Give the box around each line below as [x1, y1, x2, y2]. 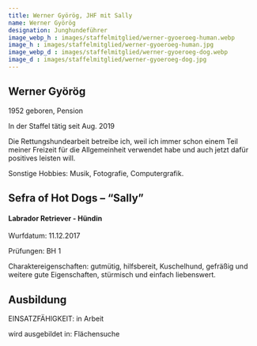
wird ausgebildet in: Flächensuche [8, 329, 120, 339]
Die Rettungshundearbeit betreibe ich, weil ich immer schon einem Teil [8, 136, 239, 146]
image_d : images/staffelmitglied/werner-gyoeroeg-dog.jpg [8, 56, 207, 64]
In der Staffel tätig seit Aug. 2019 [8, 121, 115, 130]
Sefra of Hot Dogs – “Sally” [8, 191, 144, 205]
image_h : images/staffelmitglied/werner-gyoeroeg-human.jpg [8, 41, 214, 49]
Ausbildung [8, 293, 67, 307]
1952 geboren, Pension [8, 106, 84, 115]
